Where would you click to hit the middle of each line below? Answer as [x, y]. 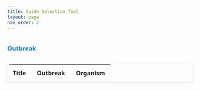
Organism [90, 73]
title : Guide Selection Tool [43, 11]
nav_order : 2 [23, 22]
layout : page [23, 17]
